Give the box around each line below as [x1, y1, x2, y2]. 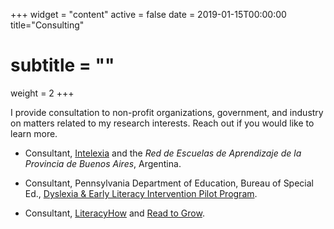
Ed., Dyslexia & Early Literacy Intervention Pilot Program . [24, 187, 258, 199]
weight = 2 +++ [10, 87, 75, 99]
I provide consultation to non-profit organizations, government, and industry [10, 106, 324, 118]
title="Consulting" [10, 19, 85, 31]
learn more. [10, 127, 58, 139]
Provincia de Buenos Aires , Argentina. [24, 157, 182, 169]
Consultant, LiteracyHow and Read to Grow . [24, 207, 205, 219]
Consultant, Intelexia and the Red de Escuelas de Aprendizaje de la [24, 147, 302, 159]
